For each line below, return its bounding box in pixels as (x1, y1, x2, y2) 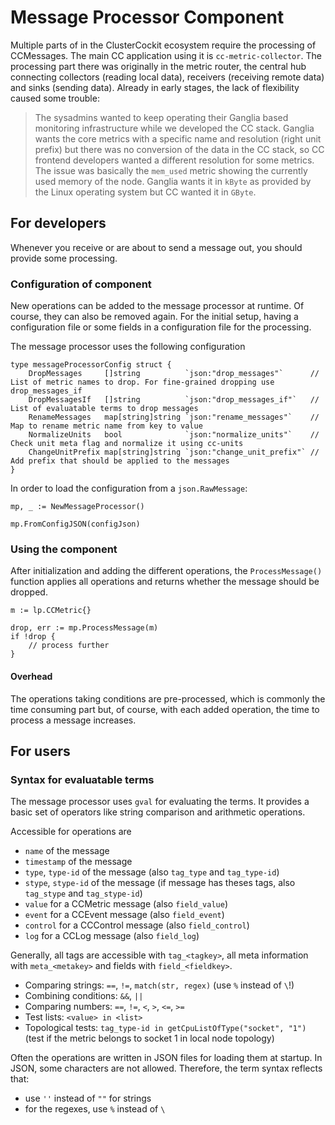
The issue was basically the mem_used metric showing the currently (34, 164, 308, 176)
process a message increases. (10, 714, 137, 726)
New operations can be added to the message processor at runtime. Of (10, 300, 305, 312)
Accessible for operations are (10, 826, 132, 838)
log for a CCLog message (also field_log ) (24, 930, 200, 942)
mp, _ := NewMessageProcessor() (10, 502, 145, 512)
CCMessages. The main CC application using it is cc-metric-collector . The (10, 49, 322, 61)
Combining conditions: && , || (24, 990, 144, 1002)
